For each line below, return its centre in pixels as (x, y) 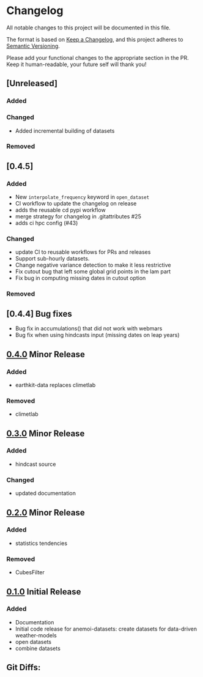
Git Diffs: (24, 668)
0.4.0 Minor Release (46, 354)
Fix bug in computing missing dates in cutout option (80, 278)
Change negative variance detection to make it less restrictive (93, 265)
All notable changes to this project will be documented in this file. (89, 28)
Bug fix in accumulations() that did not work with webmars (89, 328)
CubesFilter (30, 572)
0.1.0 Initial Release (44, 592)
